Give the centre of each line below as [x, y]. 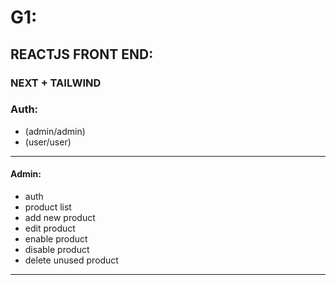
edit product [50, 228]
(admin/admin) [55, 131]
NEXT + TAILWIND [56, 83]
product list [48, 207]
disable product [57, 249]
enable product [56, 239]
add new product [60, 217]
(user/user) [48, 142]
